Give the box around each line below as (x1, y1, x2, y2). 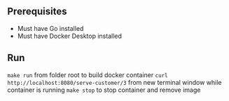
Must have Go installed (17, 24, 84, 32)
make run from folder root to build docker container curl (7, 70, 168, 79)
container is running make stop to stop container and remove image (7, 86, 201, 94)
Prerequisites (7, 6, 67, 18)
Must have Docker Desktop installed (17, 32, 123, 40)
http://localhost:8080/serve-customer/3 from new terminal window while (7, 78, 222, 86)
